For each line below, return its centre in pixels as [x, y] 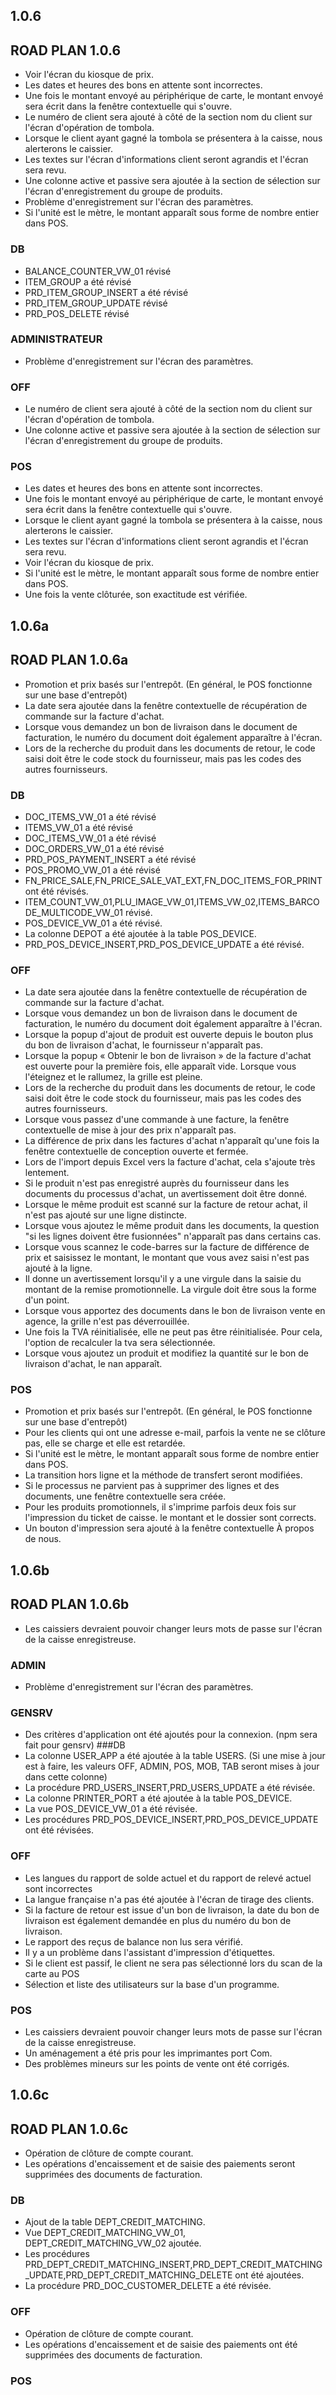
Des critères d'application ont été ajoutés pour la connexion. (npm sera [171, 1735]
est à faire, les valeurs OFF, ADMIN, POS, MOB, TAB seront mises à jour [172, 1766]
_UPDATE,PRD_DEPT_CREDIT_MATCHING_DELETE [128, 2275]
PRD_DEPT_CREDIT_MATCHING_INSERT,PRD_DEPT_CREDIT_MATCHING [173, 2265]
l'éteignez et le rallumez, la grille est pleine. [113, 1077]
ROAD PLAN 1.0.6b [70, 1604]
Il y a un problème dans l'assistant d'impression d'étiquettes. [150, 1952]
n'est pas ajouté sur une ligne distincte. [105, 1215]
